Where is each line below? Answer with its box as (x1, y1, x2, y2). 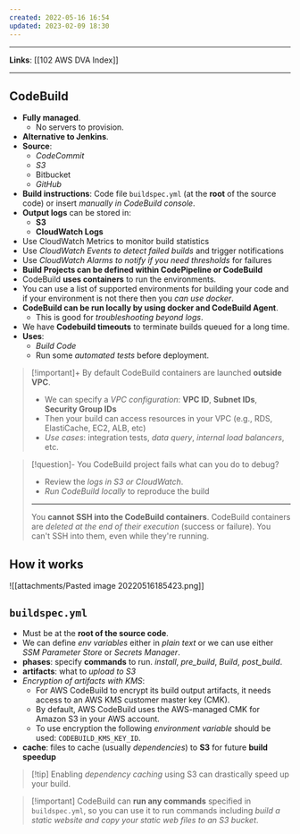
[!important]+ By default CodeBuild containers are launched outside (30, 368, 283, 379)
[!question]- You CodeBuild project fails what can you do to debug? (30, 459, 279, 470)
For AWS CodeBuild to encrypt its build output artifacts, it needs (35, 685, 271, 695)
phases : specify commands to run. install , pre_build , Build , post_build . (21, 656, 283, 667)
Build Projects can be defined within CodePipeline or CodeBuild (21, 265, 263, 276)
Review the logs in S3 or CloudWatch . (44, 476, 184, 488)
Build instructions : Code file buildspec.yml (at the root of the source (21, 189, 277, 200)
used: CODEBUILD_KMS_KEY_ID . (35, 732, 141, 743)
